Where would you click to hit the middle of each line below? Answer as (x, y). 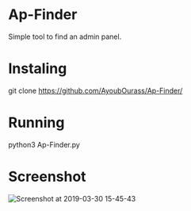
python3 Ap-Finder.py (44, 144)
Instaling (38, 69)
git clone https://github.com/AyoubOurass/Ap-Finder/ (95, 90)
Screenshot (47, 177)
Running (36, 123)
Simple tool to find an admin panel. (65, 36)
